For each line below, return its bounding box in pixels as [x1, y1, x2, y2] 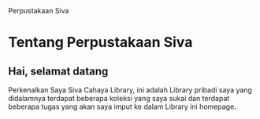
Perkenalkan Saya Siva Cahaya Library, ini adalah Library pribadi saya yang [8, 85, 252, 95]
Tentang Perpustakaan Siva [8, 34, 193, 52]
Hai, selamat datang [8, 64, 109, 78]
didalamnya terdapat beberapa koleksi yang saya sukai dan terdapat [8, 94, 230, 103]
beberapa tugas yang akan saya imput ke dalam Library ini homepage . [8, 102, 237, 111]
